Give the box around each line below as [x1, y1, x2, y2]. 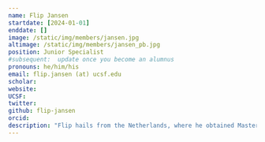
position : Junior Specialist [8, 48, 104, 56]
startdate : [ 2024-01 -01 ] [8, 19, 90, 27]
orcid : [8, 114, 30, 122]
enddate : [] [8, 26, 47, 34]
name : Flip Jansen [8, 11, 69, 20]
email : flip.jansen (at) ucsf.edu [8, 70, 122, 78]
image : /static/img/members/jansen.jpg [8, 33, 140, 42]
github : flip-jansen [8, 107, 77, 115]
